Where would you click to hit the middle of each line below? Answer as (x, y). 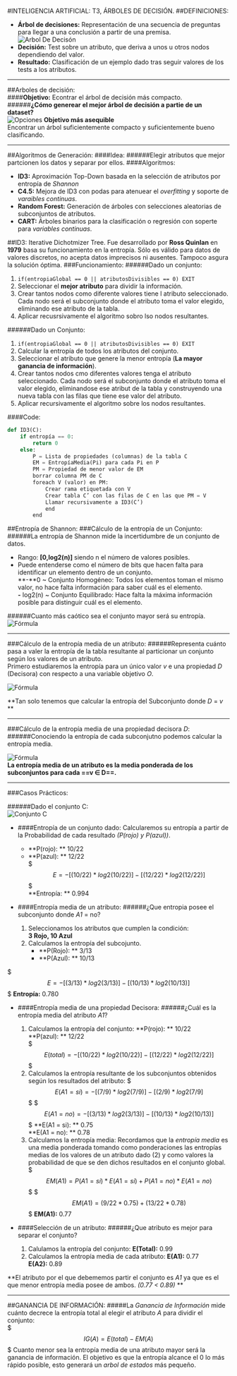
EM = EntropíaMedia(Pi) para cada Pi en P (96, 463)
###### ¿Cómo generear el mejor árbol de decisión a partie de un (105, 105)
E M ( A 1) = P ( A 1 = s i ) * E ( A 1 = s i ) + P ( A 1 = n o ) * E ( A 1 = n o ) (129, 1181)
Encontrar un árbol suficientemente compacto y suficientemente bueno (111, 127)
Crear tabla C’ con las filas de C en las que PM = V (126, 495)
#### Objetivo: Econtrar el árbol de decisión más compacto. (95, 97)
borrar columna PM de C (67, 476)
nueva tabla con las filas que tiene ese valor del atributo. (99, 396)
